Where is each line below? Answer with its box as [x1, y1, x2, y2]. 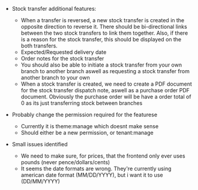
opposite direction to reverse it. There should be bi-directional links [20, 23, 187, 30]
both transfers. [20, 42, 58, 49]
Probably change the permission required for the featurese [11, 111, 158, 118]
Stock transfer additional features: [11, 5, 97, 12]
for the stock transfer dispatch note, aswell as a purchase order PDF [20, 87, 190, 94]
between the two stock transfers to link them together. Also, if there [20, 29, 188, 37]
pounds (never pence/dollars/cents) [20, 159, 110, 165]
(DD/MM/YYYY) [20, 178, 60, 185]
